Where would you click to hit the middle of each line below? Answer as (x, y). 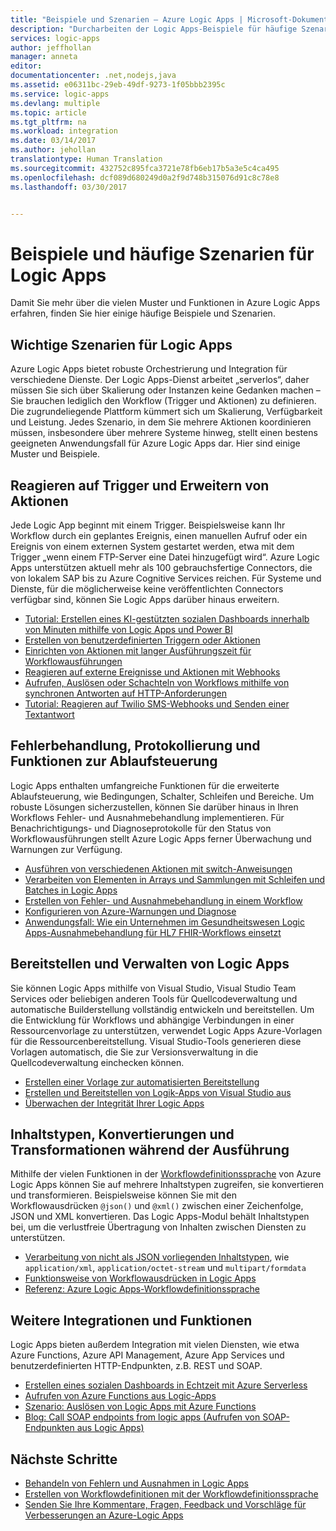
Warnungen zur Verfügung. (66, 849)
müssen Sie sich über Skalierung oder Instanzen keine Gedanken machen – (165, 390)
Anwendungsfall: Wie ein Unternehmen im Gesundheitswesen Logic (165, 922)
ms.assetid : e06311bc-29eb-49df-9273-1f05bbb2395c (118, 85)
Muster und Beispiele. (55, 454)
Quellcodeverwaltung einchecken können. (97, 1062)
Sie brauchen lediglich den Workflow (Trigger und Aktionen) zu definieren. (163, 401)
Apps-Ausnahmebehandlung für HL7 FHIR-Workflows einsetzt (153, 932)
